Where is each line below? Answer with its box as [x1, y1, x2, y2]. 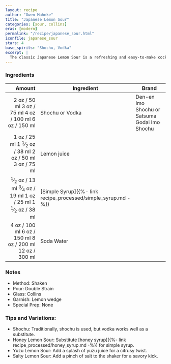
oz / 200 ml [8, 240, 36, 248]
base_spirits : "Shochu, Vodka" [5, 45, 72, 50]
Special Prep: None [12, 302, 53, 308]
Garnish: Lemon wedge [12, 296, 62, 302]
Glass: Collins [12, 291, 42, 297]
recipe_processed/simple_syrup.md [40, 194, 126, 201]
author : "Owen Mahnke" [5, 12, 53, 17]
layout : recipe [5, 7, 38, 13]
